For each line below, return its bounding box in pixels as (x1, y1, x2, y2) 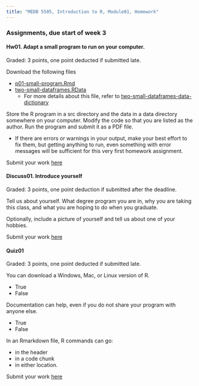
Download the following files (6, 68, 76, 75)
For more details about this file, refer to (23, 92, 120, 99)
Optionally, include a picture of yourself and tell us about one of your (6, 215, 175, 222)
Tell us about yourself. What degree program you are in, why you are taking (6, 197, 192, 204)
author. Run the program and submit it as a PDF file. (6, 123, 133, 130)
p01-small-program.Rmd (14, 79, 75, 87)
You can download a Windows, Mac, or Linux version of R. (6, 272, 150, 279)
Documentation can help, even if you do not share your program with (6, 301, 176, 308)
